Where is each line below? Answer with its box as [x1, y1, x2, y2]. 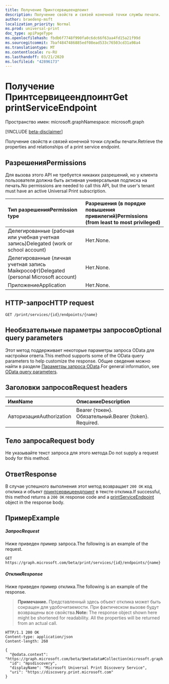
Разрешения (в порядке [85, 200, 146, 207]
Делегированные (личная [8, 254, 71, 261]
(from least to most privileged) [85, 219, 161, 226]
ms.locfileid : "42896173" [5, 59, 59, 64]
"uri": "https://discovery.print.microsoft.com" [10, 670, 114, 675]
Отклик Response [5, 571, 43, 577]
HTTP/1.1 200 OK [5, 630, 39, 635]
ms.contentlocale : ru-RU [5, 49, 57, 55]
